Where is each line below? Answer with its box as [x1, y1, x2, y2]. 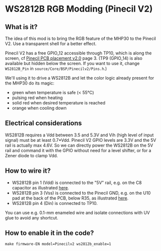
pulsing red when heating [12, 95, 63, 100]
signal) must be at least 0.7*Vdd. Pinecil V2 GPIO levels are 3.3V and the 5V [5, 137, 156, 143]
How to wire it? [5, 167, 51, 175]
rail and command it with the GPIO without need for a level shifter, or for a [5, 147, 151, 153]
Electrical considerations [5, 119, 82, 127]
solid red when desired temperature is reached [12, 100, 105, 105]
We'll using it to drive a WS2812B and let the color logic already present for [5, 75, 154, 81]
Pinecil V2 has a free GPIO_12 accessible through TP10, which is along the [5, 50, 152, 56]
